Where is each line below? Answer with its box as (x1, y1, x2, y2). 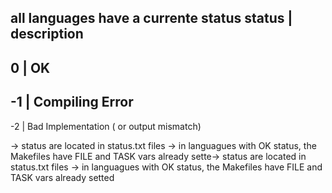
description (10, 26, 84, 43)
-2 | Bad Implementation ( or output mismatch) (10, 120, 202, 132)
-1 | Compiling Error (10, 94, 134, 111)
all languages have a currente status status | (10, 10, 293, 27)
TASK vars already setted (10, 171, 115, 183)
